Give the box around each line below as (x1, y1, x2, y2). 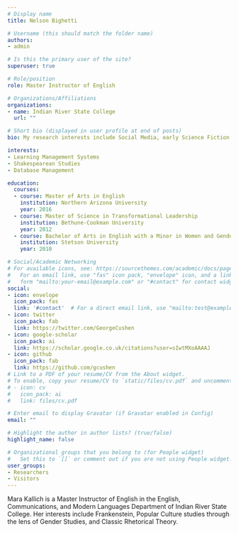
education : (7, 179, 40, 187)
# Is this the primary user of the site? (7, 56, 132, 63)
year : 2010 (20, 246, 52, 253)
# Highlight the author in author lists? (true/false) (7, 429, 173, 437)
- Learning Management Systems (7, 154, 100, 161)
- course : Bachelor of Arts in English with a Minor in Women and (13, 232, 214, 239)
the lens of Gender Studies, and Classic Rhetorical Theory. (7, 517, 178, 526)
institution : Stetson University (20, 239, 119, 246)
